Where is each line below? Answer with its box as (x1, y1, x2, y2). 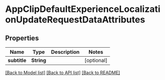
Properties (5, 34, 39, 42)
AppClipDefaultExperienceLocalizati (5, 3, 160, 15)
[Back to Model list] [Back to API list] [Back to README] (5, 70, 120, 76)
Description (51, 49, 80, 55)
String (31, 57, 47, 64)
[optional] (84, 57, 108, 64)
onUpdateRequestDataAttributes (5, 14, 145, 25)
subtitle (8, 57, 27, 64)
